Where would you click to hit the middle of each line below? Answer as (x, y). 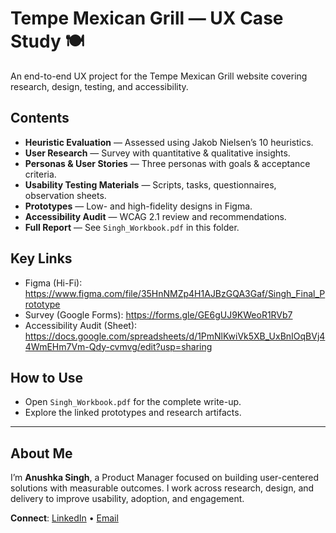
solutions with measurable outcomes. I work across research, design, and (162, 488)
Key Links (41, 258)
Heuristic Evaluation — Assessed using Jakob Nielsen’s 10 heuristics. (169, 142)
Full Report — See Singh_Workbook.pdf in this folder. (132, 227)
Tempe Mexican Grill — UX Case (147, 18)
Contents (40, 118)
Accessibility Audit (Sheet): (81, 325)
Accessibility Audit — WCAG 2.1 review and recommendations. (155, 216)
